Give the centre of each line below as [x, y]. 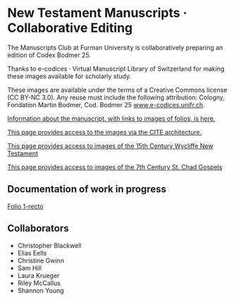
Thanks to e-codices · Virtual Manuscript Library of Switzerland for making [116, 68]
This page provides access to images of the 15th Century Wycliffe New [110, 145]
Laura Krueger [38, 275]
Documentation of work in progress [87, 189]
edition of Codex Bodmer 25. [49, 55]
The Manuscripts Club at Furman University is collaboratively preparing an [115, 47]
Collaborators [38, 228]
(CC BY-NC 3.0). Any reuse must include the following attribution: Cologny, [116, 97]
